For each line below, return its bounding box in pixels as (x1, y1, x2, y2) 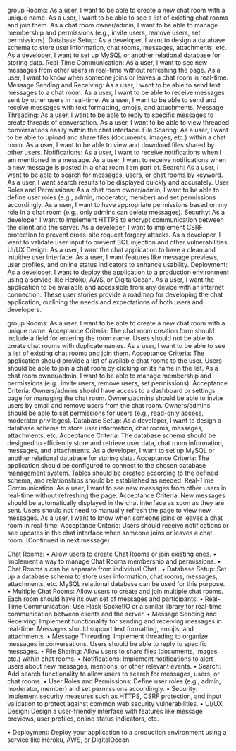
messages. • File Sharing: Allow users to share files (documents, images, (7, 647, 220, 655)
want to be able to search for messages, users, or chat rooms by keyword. (7, 170, 223, 179)
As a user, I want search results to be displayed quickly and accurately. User (7, 178, 229, 186)
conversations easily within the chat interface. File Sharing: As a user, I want (7, 126, 229, 134)
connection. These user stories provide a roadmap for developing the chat (7, 290, 223, 299)
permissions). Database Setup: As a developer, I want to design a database (7, 36, 225, 44)
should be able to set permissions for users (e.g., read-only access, (7, 409, 204, 417)
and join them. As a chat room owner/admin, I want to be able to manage (7, 21, 218, 29)
